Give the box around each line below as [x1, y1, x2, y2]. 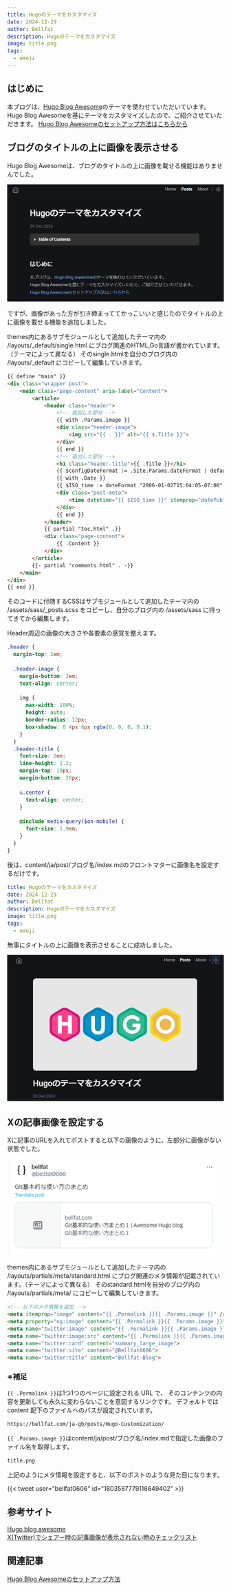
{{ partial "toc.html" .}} [43, 526, 122, 533]
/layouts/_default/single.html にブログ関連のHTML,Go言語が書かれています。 [7, 341, 223, 349]
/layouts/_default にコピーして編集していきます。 [7, 358, 146, 367]
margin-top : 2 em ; [13, 651, 63, 658]
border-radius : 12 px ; [25, 717, 88, 724]
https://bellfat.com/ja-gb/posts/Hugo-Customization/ [7, 1420, 165, 1428]
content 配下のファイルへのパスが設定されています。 [7, 1406, 157, 1414]
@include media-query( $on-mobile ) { [19, 818, 125, 825]
